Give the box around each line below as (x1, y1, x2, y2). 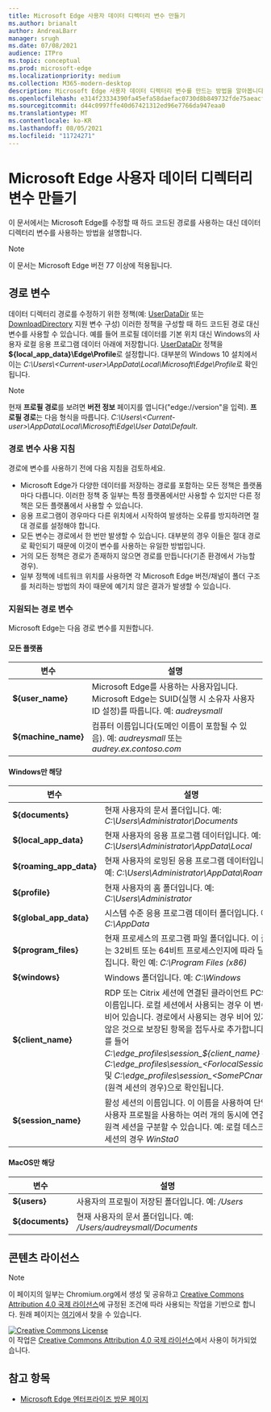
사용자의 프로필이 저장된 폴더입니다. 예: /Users (76, 1196, 244, 1207)
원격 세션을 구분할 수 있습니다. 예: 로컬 (104, 1122, 241, 1133)
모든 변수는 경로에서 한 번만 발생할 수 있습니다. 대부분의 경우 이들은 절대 (19, 530, 246, 541)
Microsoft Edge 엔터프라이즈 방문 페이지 (19, 1394, 149, 1404)
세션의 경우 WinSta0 (104, 1134, 179, 1145)
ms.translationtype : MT (8, 110, 89, 118)
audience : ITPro (8, 49, 63, 57)
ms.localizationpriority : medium (8, 72, 121, 80)
